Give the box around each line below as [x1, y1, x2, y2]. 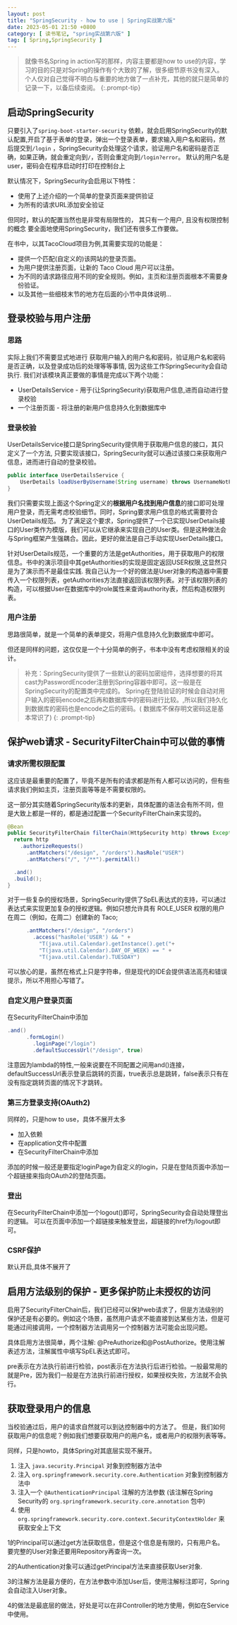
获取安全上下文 [17, 1523, 61, 1532]
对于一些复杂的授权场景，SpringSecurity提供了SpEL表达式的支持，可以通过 [7, 895, 227, 904]
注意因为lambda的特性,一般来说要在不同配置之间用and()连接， [7, 1060, 188, 1068]
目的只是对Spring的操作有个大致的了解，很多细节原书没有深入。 [37, 66, 224, 74]
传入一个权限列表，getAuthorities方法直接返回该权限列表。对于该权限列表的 [7, 576, 228, 584]
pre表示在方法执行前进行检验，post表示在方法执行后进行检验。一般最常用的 [7, 1362, 228, 1370]
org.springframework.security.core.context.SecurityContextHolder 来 [17, 1515, 225, 1523]
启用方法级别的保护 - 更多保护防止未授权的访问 [7, 1285, 211, 1298]
